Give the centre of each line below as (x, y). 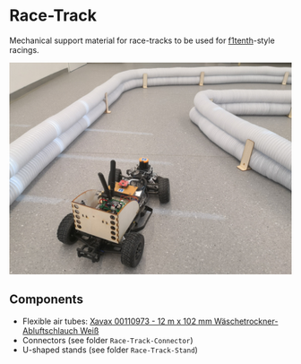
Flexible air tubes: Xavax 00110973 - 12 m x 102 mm (117, 321)
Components (46, 300)
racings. (24, 49)
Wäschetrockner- (246, 321)
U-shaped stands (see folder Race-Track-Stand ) (110, 350)
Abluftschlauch (50, 330)
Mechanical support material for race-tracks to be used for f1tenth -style (142, 40)
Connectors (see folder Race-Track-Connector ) (108, 340)
